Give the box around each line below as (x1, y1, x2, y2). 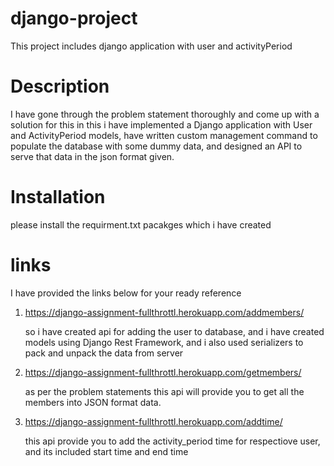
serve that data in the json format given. (10, 150, 175, 162)
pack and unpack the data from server (24, 347, 184, 359)
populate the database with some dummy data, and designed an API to (10, 140, 303, 152)
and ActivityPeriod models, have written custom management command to (10, 129, 318, 141)
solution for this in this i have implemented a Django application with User (10, 118, 313, 131)
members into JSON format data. (24, 396, 162, 408)
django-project (10, 7, 138, 30)
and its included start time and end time (24, 445, 189, 457)
